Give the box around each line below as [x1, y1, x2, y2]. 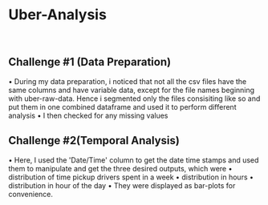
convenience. [8, 189, 54, 199]
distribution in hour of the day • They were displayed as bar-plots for [8, 180, 236, 190]
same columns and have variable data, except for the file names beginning [8, 85, 255, 94]
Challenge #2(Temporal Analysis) [8, 134, 181, 147]
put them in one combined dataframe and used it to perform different [8, 102, 237, 111]
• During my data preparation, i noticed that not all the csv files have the [8, 76, 247, 86]
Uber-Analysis [8, 6, 107, 24]
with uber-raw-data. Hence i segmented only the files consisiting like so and [8, 94, 261, 103]
